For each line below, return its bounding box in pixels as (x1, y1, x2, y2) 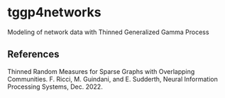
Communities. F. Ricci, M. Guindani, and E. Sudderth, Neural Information (7, 75, 218, 83)
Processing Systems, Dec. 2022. (7, 82, 103, 91)
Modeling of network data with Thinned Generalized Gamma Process (7, 28, 209, 36)
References (7, 48, 60, 60)
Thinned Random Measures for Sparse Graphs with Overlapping (7, 67, 195, 75)
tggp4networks (7, 4, 101, 21)
